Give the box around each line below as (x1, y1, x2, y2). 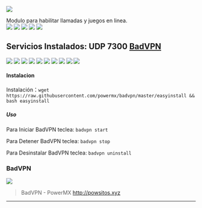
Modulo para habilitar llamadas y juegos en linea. (6, 17, 127, 24)
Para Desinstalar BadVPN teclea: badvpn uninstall (6, 149, 132, 156)
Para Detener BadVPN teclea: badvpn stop (6, 137, 110, 144)
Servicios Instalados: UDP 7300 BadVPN (6, 41, 162, 52)
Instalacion (6, 72, 35, 79)
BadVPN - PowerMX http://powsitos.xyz (20, 189, 121, 197)
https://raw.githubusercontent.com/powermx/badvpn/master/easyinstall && (6, 93, 195, 99)
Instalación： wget (6, 86, 49, 93)
